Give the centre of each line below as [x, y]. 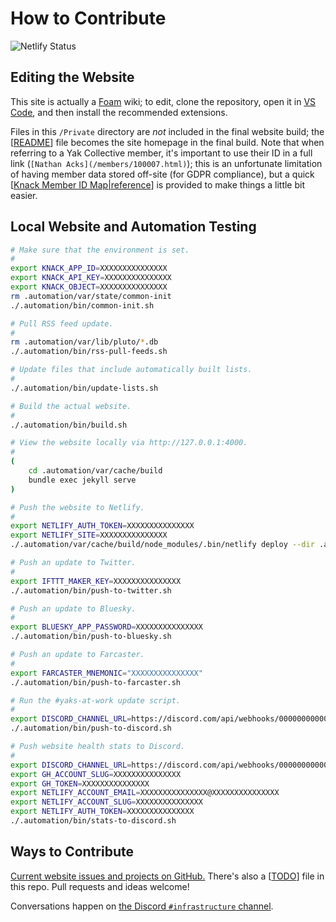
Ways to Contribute [72, 852]
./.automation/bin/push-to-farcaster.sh [96, 682]
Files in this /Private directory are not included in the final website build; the [167, 131]
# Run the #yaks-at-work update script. [96, 700]
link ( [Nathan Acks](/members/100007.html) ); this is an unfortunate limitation [166, 163]
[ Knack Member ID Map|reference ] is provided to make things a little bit [158, 184]
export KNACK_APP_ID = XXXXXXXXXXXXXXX [89, 268]
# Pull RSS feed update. [62, 323]
